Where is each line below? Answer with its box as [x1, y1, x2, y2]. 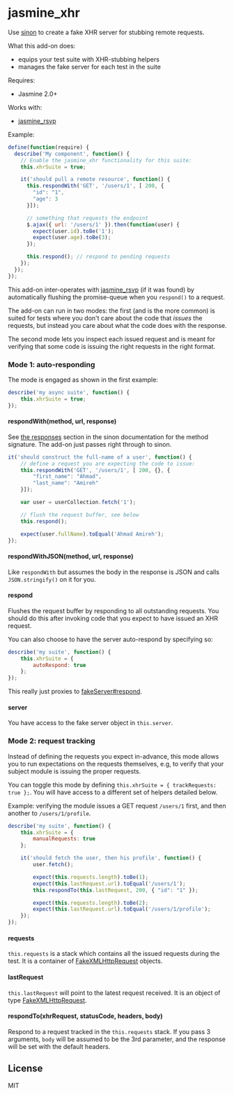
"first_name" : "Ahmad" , [33, 473, 102, 480]
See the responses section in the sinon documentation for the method [8, 432, 208, 441]
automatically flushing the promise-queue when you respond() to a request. [8, 292, 225, 301]
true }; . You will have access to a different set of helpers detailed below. [8, 788, 218, 796]
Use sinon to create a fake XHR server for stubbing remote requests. [8, 28, 205, 36]
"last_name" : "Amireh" [33, 480, 99, 487]
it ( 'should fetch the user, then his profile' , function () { [20, 854, 201, 861]
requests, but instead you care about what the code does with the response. [8, 321, 227, 329]
